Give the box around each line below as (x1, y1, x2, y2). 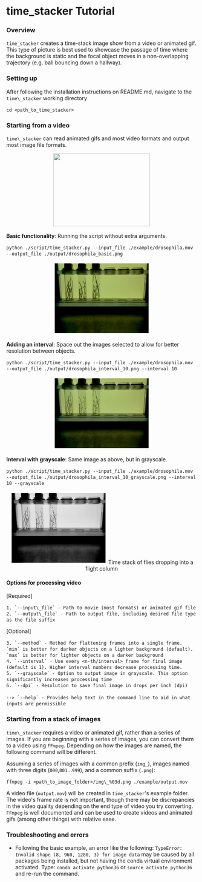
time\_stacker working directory (6, 94, 88, 101)
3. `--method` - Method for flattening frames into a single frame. (6, 640, 183, 646)
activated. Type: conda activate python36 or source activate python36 (15, 863, 192, 870)
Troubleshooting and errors (6, 830, 89, 839)
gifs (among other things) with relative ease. (6, 815, 117, 823)
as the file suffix (6, 617, 56, 623)
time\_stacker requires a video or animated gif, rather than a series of (6, 728, 180, 736)
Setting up (6, 74, 37, 83)
